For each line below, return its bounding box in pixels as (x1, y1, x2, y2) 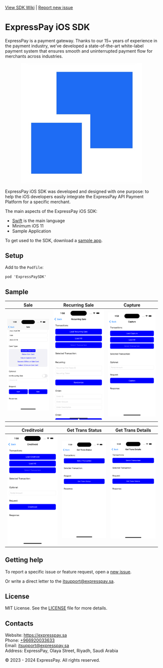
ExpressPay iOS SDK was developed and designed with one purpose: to (5, 188, 149, 194)
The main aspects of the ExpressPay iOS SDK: (5, 208, 98, 214)
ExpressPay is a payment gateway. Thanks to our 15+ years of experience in (5, 38, 158, 43)
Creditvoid (21, 427, 44, 433)
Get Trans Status (67, 427, 102, 433)
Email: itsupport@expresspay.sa (5, 643, 69, 649)
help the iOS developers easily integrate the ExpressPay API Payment (5, 193, 144, 199)
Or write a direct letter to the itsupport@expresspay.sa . (5, 578, 115, 584)
